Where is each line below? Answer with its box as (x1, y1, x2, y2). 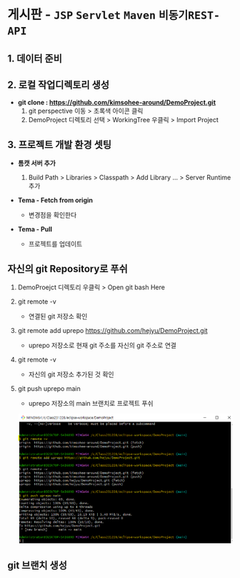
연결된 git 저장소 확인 (28, 312, 88, 321)
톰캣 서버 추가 (17, 159, 56, 168)
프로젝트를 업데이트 (28, 240, 83, 249)
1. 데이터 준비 (7, 52, 62, 64)
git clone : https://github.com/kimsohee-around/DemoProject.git (17, 98, 216, 107)
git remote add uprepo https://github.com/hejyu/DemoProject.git (17, 327, 209, 335)
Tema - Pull (17, 225, 52, 234)
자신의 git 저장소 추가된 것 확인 (28, 370, 114, 379)
